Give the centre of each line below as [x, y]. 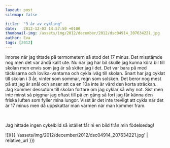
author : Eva [18, 38]
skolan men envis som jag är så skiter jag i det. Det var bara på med [76, 68]
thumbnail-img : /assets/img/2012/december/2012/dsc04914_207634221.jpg [82, 33]
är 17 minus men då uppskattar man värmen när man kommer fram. [75, 105]
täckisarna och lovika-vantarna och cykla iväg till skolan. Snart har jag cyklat [85, 73]
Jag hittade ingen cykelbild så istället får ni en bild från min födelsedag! [80, 125]
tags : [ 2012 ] [19, 43]
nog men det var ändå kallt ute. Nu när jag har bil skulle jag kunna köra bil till [85, 62]
